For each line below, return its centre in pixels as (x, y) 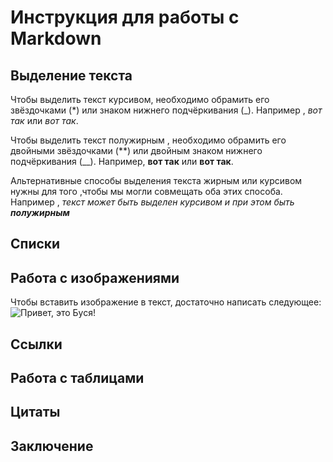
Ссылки (36, 344)
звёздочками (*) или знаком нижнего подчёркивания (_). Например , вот (166, 110)
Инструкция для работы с (125, 17)
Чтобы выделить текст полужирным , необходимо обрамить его (148, 140)
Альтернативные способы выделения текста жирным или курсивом (156, 180)
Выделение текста (71, 75)
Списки (35, 244)
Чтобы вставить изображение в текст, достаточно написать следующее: (166, 302)
